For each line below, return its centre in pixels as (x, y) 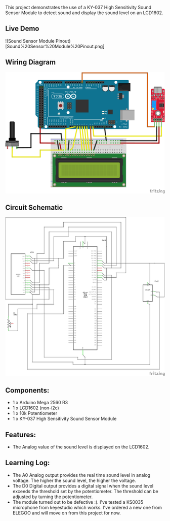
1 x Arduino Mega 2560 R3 (40, 403)
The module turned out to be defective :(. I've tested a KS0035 (78, 502)
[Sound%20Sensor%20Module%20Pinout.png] (55, 46)
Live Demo (22, 29)
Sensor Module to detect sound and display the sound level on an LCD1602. (84, 13)
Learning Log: (28, 463)
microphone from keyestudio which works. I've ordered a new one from (87, 507)
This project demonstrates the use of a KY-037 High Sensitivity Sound (78, 7)
